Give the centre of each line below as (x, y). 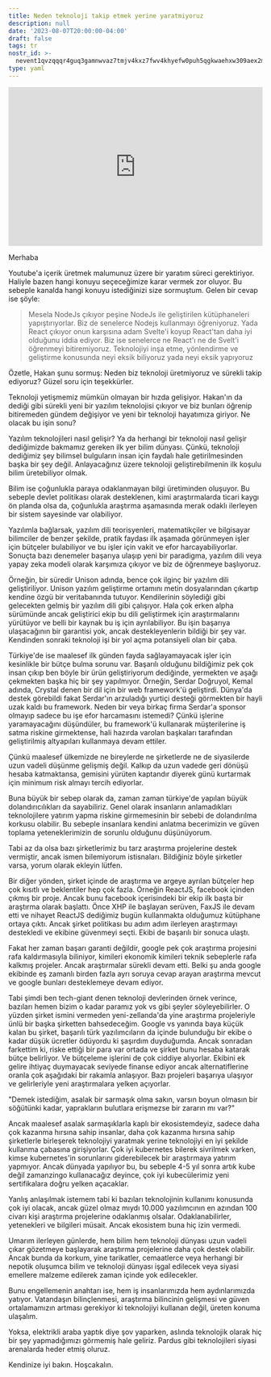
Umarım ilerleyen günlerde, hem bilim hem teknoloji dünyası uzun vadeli (128, 1241)
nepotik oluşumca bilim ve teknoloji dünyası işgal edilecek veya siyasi (124, 1266)
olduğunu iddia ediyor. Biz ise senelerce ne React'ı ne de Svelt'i (133, 340)
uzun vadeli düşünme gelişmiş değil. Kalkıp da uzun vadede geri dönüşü (128, 765)
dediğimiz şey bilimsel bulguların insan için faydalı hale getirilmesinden (126, 455)
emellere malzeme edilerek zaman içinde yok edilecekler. (103, 1274)
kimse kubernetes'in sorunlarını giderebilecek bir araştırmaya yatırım (122, 1157)
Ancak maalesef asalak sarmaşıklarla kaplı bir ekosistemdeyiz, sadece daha (134, 1124)
